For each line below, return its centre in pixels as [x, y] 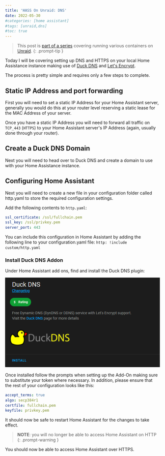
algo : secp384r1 [22, 400]
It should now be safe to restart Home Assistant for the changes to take [77, 420]
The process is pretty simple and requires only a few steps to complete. [78, 75]
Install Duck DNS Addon [34, 260]
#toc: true [16, 31]
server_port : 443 [23, 228]
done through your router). [32, 133]
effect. [12, 425]
